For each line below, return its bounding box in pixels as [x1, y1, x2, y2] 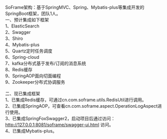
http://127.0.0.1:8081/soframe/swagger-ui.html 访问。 [5, 122, 114, 128]
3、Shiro [5, 35, 23, 41]
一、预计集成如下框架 [5, 17, 49, 22]
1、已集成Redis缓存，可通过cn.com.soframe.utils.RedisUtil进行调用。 [5, 97, 147, 103]
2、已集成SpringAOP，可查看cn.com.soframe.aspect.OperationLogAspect [5, 103, 158, 109]
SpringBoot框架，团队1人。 [5, 10, 61, 16]
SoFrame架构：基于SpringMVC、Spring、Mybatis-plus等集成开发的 [5, 4, 145, 10]
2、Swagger [5, 29, 31, 35]
